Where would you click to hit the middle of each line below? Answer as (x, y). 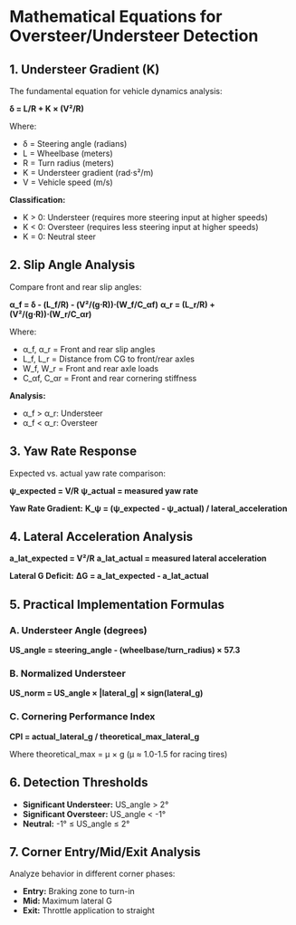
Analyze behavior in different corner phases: (92, 874)
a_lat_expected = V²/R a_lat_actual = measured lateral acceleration (138, 558)
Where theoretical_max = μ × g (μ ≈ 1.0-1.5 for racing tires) (119, 754)
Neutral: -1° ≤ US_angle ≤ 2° (76, 824)
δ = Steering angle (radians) (75, 144)
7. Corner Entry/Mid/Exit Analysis (105, 852)
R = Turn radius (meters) (68, 163)
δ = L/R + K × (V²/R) (47, 109)
